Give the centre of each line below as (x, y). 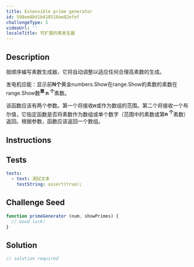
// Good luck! (28, 221)
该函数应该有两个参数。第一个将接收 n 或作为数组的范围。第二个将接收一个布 (97, 105)
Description (28, 57)
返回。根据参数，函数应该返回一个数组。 (55, 121)
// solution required (32, 259)
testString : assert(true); (49, 184)
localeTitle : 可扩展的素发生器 (41, 33)
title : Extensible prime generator (49, 11)
